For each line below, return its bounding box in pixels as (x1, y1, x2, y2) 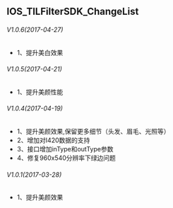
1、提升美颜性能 (16, 88, 64, 96)
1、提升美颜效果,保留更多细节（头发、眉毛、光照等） (16, 127, 170, 135)
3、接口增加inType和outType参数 (16, 145, 114, 153)
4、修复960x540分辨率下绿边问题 (16, 154, 116, 162)
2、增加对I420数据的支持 (16, 136, 90, 144)
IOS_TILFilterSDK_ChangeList (6, 6, 139, 18)
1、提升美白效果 (16, 48, 64, 57)
